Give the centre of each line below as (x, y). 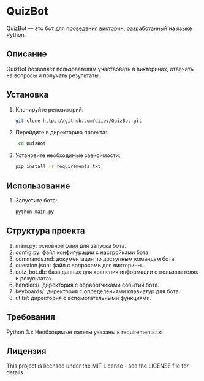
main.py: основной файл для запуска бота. (71, 245)
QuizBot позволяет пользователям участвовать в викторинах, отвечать (100, 69)
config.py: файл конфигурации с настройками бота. (82, 252)
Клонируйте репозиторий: (49, 109)
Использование (38, 186)
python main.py (35, 212)
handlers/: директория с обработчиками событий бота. (87, 285)
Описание (27, 54)
